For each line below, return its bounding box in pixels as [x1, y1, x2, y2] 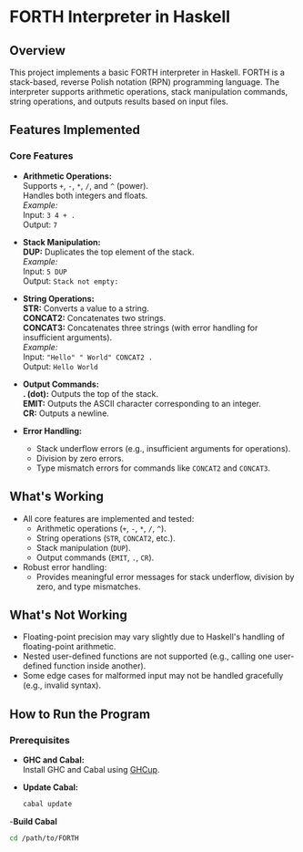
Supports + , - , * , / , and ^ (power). [22, 180, 148, 191]
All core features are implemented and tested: [22, 513, 195, 524]
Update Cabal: [22, 782, 79, 793]
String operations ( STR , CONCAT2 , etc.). [35, 532, 176, 544]
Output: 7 [22, 219, 57, 230]
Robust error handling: [22, 561, 107, 572]
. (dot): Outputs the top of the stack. [22, 388, 159, 399]
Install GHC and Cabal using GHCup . [22, 764, 160, 774]
